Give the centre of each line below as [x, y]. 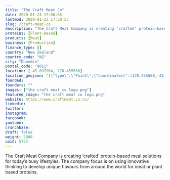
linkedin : [16, 104]
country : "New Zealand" [30, 52]
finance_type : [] [24, 48]
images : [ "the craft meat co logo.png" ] [49, 90]
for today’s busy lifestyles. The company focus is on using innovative [77, 161]
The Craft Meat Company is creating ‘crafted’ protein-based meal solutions [83, 156]
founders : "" [19, 85]
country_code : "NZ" [26, 57]
